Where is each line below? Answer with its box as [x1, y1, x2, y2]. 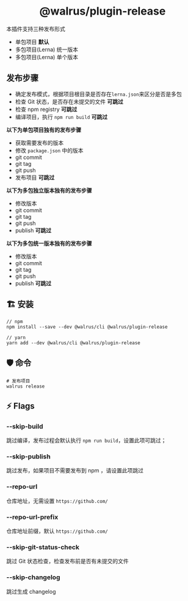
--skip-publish [6, 452, 51, 461]
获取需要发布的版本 [15, 139, 64, 146]
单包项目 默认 [15, 38, 49, 45]
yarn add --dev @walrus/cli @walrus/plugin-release [6, 340, 140, 346]
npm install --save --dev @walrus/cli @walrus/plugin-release [6, 324, 168, 330]
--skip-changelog [6, 573, 60, 581]
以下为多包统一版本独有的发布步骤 [6, 240, 92, 247]
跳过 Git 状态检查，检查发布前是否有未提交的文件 [6, 558, 129, 565]
